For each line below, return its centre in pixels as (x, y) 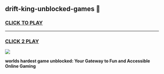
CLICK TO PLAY (24, 23)
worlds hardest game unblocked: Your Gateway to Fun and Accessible (78, 61)
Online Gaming (20, 66)
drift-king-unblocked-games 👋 (53, 9)
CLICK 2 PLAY (22, 41)
